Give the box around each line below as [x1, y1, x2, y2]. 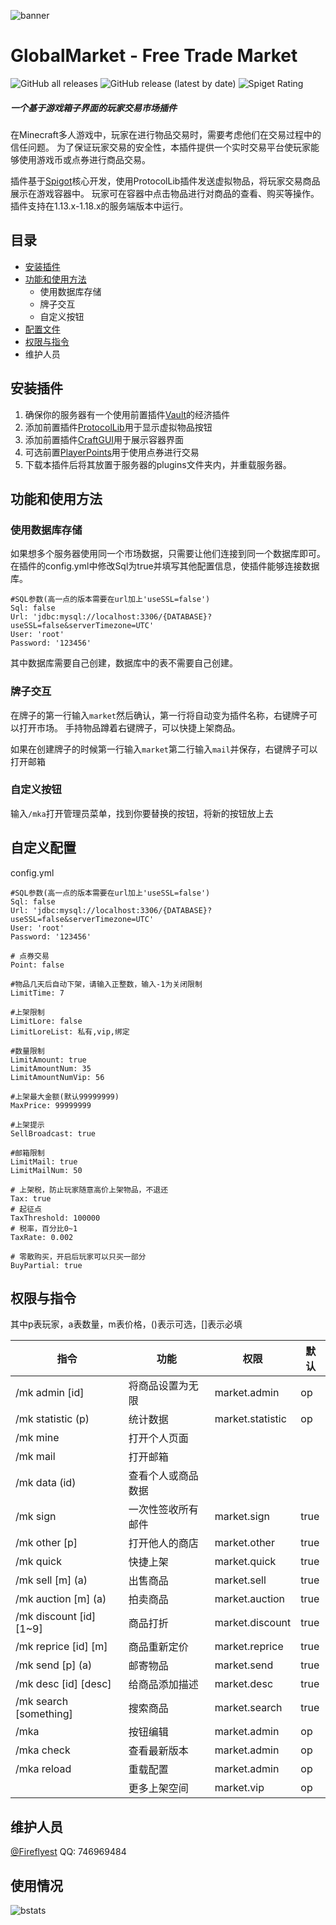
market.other [214, 1536, 275, 1550]
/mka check [15, 1743, 71, 1757]
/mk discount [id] [15, 1610, 97, 1624]
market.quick [214, 1555, 277, 1569]
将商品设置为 [128, 1379, 189, 1393]
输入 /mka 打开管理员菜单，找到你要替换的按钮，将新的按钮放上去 [10, 807, 274, 819]
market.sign [214, 1510, 270, 1524]
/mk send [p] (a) [15, 1658, 93, 1672]
